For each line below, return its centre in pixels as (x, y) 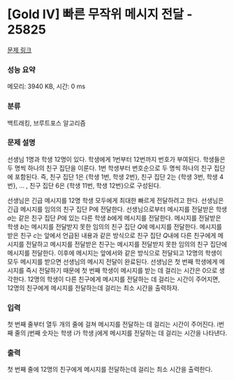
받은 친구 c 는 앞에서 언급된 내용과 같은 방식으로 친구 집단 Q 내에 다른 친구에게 (112, 235)
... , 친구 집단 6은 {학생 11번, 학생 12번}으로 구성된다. (90, 185)
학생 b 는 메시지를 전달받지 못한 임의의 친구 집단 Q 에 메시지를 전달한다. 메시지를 (115, 226)
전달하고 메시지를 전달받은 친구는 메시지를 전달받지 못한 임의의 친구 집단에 (126, 244)
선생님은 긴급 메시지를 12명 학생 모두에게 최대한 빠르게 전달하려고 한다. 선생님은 (116, 200)
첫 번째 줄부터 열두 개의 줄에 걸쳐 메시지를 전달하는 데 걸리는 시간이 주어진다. (111, 324)
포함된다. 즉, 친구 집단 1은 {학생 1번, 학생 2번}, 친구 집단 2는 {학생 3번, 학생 (116, 176)
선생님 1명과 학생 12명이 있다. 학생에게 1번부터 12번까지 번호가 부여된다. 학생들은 (116, 159)
